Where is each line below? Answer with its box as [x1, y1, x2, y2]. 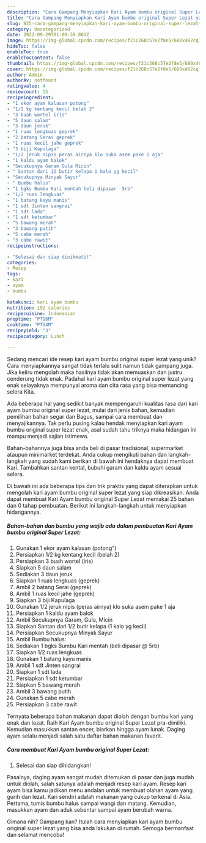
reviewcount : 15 [7, 89, 48, 95]
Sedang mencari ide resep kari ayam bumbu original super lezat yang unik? [7, 355, 197, 362]
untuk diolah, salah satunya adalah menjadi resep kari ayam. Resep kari [7, 780, 187, 787]
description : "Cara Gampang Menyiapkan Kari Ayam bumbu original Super [7, 9, 193, 15]
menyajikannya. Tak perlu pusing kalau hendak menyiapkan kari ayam [7, 419, 183, 427]
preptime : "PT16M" [7, 316, 54, 322]
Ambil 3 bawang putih [15, 687, 72, 695]
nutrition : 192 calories [7, 305, 70, 311]
